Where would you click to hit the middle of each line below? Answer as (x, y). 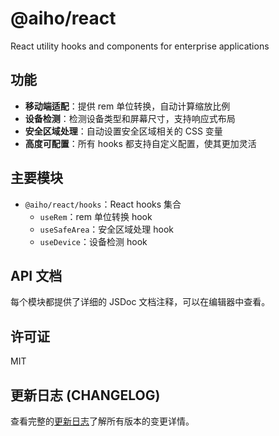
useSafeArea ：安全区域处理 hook (107, 229)
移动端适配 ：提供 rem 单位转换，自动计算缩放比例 (127, 106)
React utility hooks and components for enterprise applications (140, 46)
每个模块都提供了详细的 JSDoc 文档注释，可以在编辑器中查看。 (140, 302)
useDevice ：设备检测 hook (93, 241)
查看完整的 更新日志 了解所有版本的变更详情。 (102, 421)
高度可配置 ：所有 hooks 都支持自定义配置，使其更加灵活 (140, 143)
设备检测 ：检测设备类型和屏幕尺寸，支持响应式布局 (130, 118)
